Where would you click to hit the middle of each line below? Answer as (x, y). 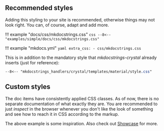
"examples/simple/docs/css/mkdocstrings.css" (52, 39)
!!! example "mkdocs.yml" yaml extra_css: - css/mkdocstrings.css (73, 48)
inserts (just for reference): (32, 62)
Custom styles (28, 87)
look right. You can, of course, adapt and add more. (57, 25)
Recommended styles (39, 8)
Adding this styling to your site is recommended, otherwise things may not (80, 19)
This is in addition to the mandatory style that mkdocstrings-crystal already (81, 57)
